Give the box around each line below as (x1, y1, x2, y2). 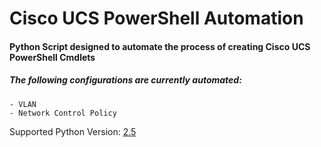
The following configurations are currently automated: (9, 74, 242, 86)
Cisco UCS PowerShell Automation (9, 7, 304, 30)
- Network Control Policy (9, 108, 117, 118)
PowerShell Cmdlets (9, 51, 96, 63)
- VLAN (9, 99, 37, 109)
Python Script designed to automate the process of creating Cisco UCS (9, 40, 311, 52)
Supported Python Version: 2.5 (9, 125, 137, 137)
